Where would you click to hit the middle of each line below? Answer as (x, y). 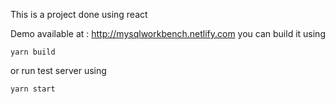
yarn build (33, 52)
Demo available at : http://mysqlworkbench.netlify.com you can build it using (168, 33)
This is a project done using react (79, 14)
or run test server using (58, 70)
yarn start (33, 89)
